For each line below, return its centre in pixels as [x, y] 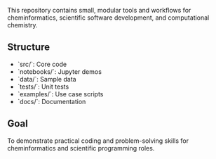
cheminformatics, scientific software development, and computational [108, 18]
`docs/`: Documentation [52, 101]
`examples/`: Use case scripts [60, 94]
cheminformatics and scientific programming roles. [81, 148]
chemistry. [22, 25]
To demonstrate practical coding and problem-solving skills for [98, 141]
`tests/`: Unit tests [43, 87]
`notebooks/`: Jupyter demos [59, 71]
